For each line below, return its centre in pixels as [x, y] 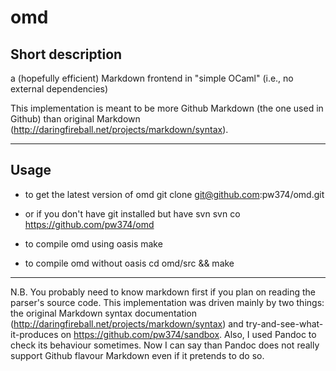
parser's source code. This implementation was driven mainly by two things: [167, 302]
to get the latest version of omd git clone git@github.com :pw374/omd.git [174, 194]
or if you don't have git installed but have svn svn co [132, 213]
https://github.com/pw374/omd [89, 224]
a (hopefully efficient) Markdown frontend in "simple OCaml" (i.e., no [152, 78]
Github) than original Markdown [75, 119]
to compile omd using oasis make [93, 243]
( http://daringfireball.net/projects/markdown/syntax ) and [127, 323]
